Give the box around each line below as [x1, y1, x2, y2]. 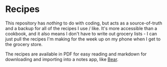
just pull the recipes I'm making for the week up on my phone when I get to [5, 36, 161, 42]
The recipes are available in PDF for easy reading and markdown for [5, 51, 147, 57]
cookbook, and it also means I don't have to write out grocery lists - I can [5, 30, 157, 36]
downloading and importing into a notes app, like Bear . [5, 56, 119, 62]
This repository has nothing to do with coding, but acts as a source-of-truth [5, 20, 162, 26]
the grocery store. [5, 41, 43, 47]
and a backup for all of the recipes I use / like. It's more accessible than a [5, 25, 157, 31]
